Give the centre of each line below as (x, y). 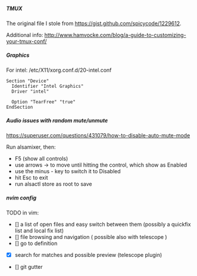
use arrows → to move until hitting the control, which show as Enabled (101, 165)
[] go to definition (36, 243)
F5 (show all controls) (41, 158)
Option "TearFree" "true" (44, 102)
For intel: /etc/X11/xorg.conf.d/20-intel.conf (59, 70)
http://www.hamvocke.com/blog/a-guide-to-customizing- (115, 35)
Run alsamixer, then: (31, 147)
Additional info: (25, 35)
